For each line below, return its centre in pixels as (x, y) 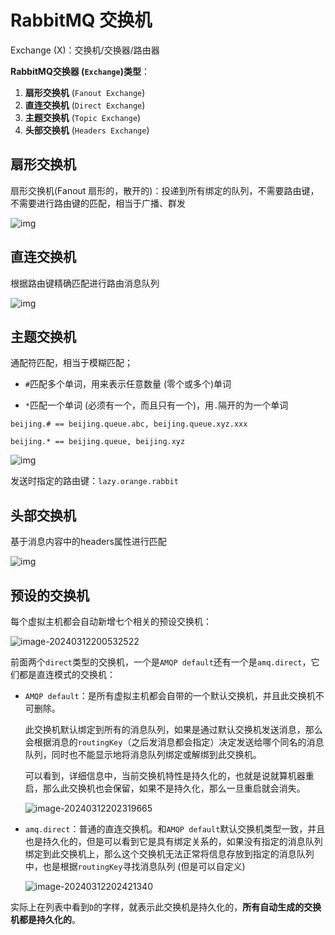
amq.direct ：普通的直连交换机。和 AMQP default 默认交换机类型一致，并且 (175, 829)
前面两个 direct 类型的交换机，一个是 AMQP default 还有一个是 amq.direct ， (161, 662)
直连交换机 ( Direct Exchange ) (85, 105)
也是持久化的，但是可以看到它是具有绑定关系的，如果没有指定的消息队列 (173, 841)
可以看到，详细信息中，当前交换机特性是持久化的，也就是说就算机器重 (169, 775)
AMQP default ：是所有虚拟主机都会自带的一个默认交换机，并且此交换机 (170, 695)
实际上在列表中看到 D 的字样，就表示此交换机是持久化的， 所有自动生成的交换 (166, 907)
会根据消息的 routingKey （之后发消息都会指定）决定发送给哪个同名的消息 (174, 742)
